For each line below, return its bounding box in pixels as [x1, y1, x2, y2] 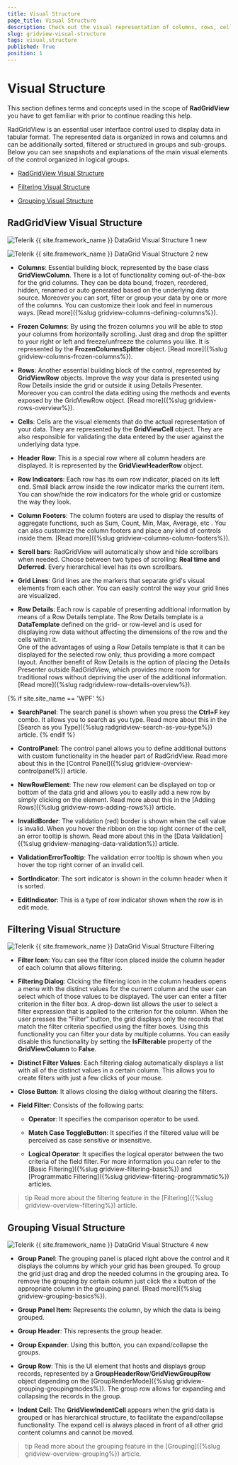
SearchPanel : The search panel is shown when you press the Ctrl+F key [17, 708, 230, 716]
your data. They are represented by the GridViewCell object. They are [17, 424, 223, 433]
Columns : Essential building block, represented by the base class [17, 263, 209, 271]
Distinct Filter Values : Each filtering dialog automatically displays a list [17, 1058, 225, 1067]
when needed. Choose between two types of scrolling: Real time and [17, 555, 221, 563]
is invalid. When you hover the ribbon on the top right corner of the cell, [17, 824, 227, 832]
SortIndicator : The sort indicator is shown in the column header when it [17, 874, 228, 883]
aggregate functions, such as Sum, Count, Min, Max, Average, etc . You [17, 519, 227, 527]
